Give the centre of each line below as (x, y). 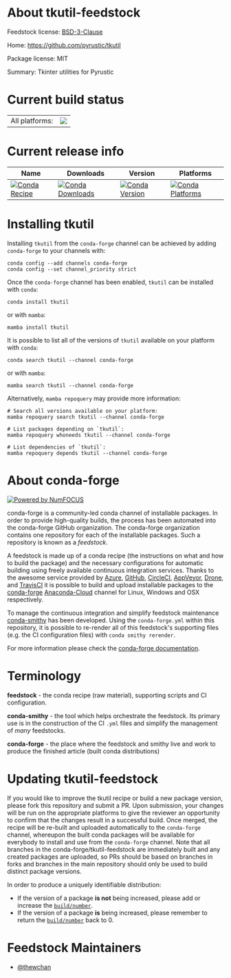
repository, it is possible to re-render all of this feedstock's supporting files (113, 627)
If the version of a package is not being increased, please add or (109, 898)
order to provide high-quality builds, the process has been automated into (112, 520)
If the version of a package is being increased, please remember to (112, 913)
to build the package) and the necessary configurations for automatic (106, 562)
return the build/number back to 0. (65, 920)
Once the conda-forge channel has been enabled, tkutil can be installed (110, 282)
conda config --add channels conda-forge (67, 263)
